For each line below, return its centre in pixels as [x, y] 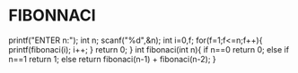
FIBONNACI [52, 16]
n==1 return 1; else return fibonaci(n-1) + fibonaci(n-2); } [112, 59]
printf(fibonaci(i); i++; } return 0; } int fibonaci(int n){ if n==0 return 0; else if [149, 49]
